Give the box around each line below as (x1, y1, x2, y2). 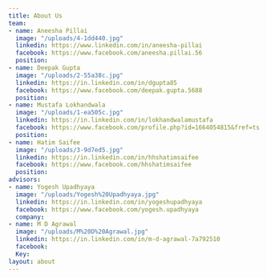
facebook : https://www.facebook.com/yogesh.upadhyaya (15, 205, 199, 213)
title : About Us (8, 11, 63, 20)
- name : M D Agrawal (8, 220, 78, 228)
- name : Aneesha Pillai (8, 26, 88, 34)
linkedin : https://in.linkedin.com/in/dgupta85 (15, 79, 178, 87)
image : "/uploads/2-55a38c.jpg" (15, 71, 124, 79)
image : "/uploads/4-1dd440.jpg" (15, 34, 124, 42)
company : (15, 213, 45, 221)
